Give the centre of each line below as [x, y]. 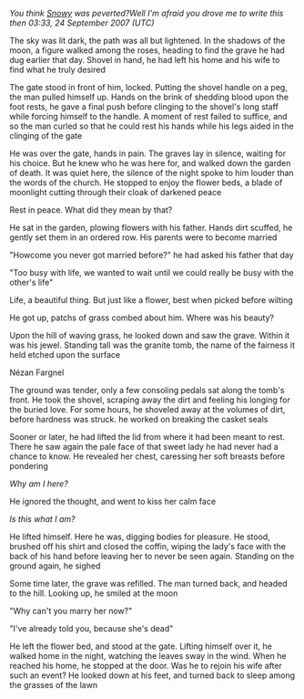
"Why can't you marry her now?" [71, 611]
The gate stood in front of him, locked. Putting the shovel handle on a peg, [149, 87]
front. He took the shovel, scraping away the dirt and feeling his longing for [150, 400]
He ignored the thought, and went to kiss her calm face [113, 501]
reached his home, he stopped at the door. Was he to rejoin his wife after [146, 666]
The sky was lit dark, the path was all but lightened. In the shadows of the [147, 41]
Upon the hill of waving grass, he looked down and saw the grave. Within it [150, 335]
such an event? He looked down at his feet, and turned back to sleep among [152, 675]
